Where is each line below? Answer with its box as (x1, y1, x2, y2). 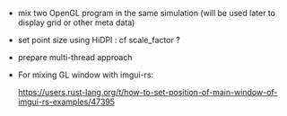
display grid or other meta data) (17, 17, 135, 28)
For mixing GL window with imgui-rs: (17, 69, 154, 80)
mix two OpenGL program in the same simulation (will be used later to (17, 8, 276, 18)
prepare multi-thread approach (17, 52, 133, 62)
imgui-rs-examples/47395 (17, 96, 115, 107)
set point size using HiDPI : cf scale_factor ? (17, 35, 181, 45)
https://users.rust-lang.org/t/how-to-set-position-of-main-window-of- (17, 87, 278, 97)
